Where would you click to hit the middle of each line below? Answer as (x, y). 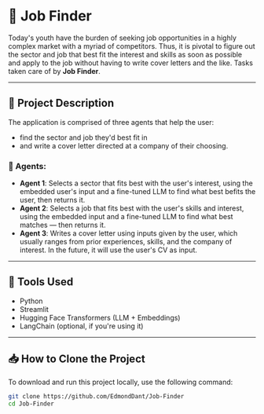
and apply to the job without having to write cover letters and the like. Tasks (131, 63)
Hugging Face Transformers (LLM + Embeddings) (100, 317)
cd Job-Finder (31, 404)
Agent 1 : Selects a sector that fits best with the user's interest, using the (136, 183)
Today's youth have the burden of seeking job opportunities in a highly (123, 38)
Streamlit (34, 309)
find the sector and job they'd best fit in (83, 137)
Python (31, 301)
